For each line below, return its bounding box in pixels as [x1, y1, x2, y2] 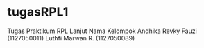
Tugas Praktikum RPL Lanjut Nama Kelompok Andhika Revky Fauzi [7, 27, 198, 35]
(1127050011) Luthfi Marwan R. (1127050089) [7, 34, 135, 42]
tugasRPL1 [7, 4, 69, 20]
